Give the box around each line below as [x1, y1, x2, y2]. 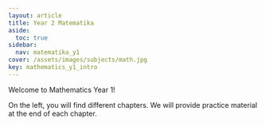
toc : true [15, 33, 48, 42]
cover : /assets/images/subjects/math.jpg [8, 56, 148, 64]
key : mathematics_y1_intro [8, 63, 98, 71]
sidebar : [8, 41, 37, 49]
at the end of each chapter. [8, 109, 97, 118]
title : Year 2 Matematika [8, 19, 94, 27]
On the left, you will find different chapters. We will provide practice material [8, 100, 258, 109]
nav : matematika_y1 [15, 48, 80, 56]
